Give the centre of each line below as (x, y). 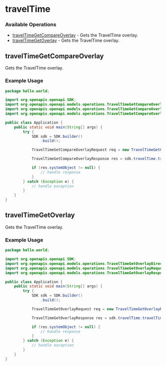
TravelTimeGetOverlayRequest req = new (72, 309)
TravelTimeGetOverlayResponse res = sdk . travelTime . (87, 318)
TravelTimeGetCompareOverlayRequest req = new (80, 150)
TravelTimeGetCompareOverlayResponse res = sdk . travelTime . (95, 159)
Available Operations (31, 25)
